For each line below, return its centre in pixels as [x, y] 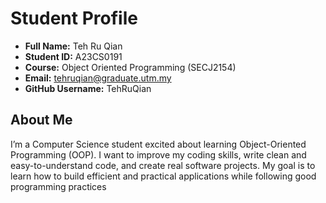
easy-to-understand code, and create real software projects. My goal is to [163, 165]
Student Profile [74, 18]
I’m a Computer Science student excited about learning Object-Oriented [158, 144]
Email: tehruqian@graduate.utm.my [98, 78]
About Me [41, 120]
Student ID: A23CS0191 [73, 56]
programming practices [58, 186]
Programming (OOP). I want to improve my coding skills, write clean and [158, 154]
